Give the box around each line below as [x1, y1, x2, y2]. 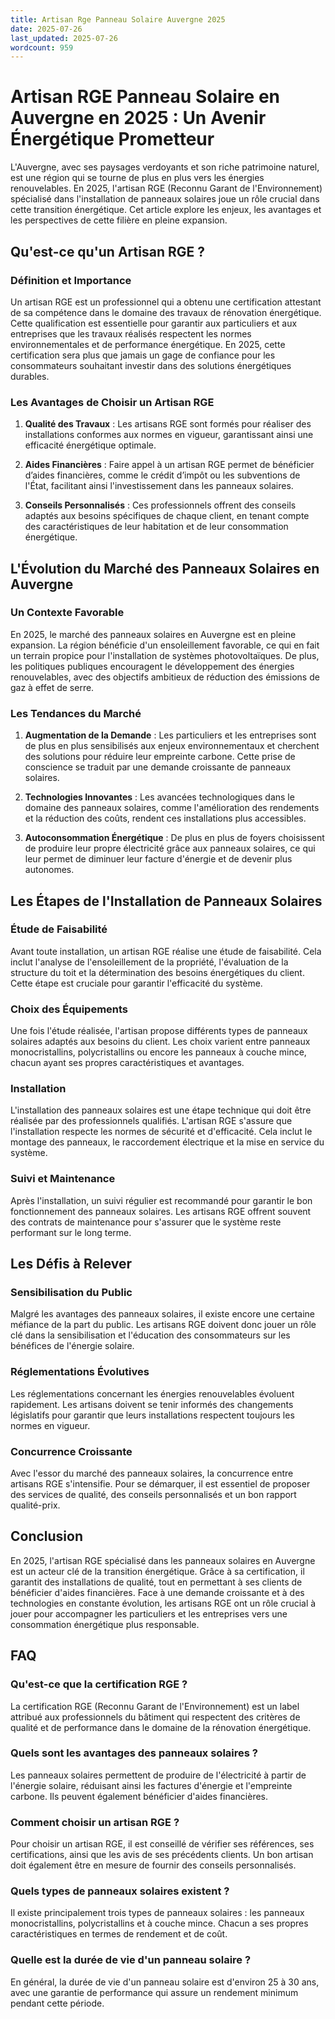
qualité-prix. [10, 1499, 61, 1511]
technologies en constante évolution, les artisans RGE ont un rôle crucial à [10, 1597, 317, 1609]
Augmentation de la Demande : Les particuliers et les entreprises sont [24, 729, 317, 741]
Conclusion [10, 1528, 84, 1545]
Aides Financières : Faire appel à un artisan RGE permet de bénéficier [24, 459, 315, 471]
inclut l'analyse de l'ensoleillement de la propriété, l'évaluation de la [10, 956, 289, 968]
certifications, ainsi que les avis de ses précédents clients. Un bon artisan [10, 1849, 314, 1861]
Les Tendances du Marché [10, 706, 142, 720]
